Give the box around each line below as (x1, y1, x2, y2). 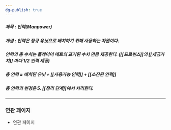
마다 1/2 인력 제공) (13, 57, 50, 63)
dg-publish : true (5, 7, 42, 13)
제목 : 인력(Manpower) (5, 24, 52, 30)
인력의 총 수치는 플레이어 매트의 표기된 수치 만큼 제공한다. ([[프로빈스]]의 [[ (5, 51, 152, 57)
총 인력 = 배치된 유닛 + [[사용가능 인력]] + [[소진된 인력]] (5, 72, 117, 78)
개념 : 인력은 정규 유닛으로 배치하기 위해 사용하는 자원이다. (5, 38, 120, 44)
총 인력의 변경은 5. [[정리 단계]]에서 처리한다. (5, 85, 94, 91)
